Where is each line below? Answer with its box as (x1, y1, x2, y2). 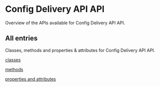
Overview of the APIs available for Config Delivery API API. (5, 20, 125, 26)
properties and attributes (5, 76, 56, 82)
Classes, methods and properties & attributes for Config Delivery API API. (5, 47, 156, 53)
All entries (5, 34, 38, 43)
